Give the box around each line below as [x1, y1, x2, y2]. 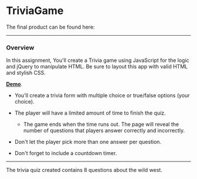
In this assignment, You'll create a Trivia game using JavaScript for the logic [6, 57, 189, 64]
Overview [6, 43, 35, 51]
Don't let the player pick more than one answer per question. [14, 139, 162, 146]
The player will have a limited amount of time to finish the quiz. [14, 109, 166, 116]
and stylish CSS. [6, 69, 46, 77]
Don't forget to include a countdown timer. [14, 150, 117, 157]
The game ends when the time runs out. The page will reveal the [23, 121, 179, 128]
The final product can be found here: [6, 23, 95, 30]
